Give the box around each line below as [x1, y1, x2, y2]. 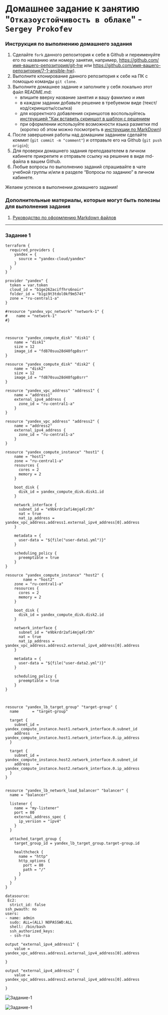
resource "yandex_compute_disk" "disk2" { [5, 362, 95, 367]
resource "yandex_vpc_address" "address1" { [5, 388, 99, 393]
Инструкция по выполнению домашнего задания [5, 41, 132, 48]
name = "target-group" [9, 709, 68, 714]
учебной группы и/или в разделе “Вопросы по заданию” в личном [12, 169, 154, 175]
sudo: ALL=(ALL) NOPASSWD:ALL [9, 920, 72, 925]
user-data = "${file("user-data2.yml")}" [18, 661, 106, 666]
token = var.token [9, 283, 48, 288]
